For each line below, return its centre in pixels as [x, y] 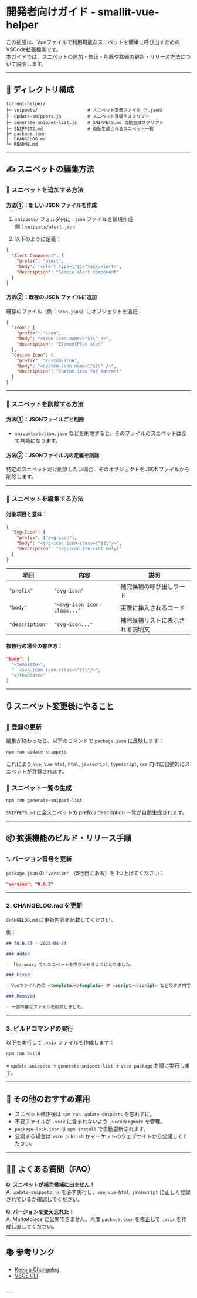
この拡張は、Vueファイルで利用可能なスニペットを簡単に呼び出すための [93, 42]
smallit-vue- [128, 12]
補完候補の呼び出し [147, 587]
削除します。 [21, 477]
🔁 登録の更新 [24, 727]
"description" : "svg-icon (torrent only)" [69, 549]
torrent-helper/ [26, 103]
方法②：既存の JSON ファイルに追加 [51, 297]
